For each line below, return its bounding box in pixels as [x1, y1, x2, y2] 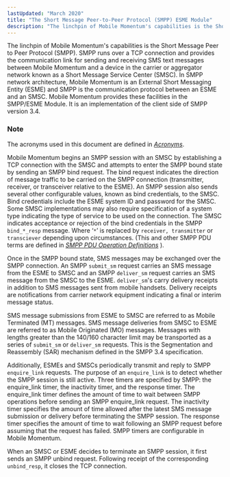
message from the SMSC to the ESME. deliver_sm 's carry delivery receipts [7, 276, 218, 284]
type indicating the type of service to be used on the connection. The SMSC [7, 211, 222, 220]
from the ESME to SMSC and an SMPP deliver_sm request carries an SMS [7, 268, 216, 277]
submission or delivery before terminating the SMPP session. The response [7, 412, 220, 420]
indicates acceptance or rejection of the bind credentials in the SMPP [7, 219, 203, 227]
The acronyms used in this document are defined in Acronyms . [7, 140, 185, 148]
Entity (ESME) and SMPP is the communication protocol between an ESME [7, 85, 217, 93]
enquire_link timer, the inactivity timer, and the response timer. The [7, 382, 195, 391]
